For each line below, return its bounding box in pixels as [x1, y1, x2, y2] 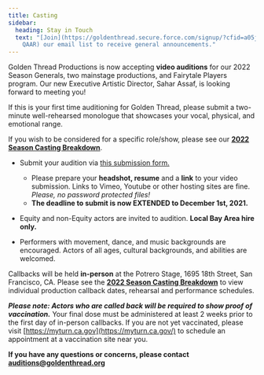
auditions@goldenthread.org [8, 358, 105, 368]
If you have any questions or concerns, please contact [8, 350, 190, 359]
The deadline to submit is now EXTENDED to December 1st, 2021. [31, 198, 249, 208]
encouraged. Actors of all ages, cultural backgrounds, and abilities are [19, 245, 247, 256]
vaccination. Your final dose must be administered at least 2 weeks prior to [8, 310, 253, 319]
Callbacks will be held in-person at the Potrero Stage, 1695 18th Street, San [8, 269, 253, 279]
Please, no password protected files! [31, 190, 151, 200]
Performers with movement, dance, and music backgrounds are [19, 237, 226, 247]
